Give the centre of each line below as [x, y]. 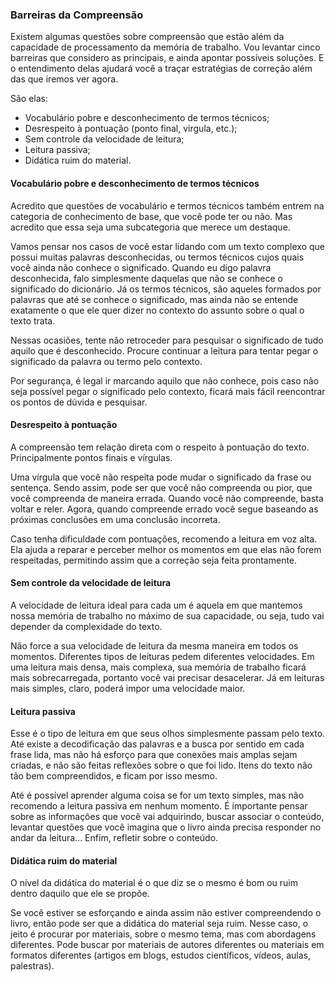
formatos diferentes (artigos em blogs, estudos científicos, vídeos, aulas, [161, 955]
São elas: [29, 99]
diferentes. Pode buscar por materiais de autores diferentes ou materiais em [167, 945]
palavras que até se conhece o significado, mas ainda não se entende [154, 299]
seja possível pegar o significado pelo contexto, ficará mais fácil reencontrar [168, 391]
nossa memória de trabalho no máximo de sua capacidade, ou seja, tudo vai [167, 615]
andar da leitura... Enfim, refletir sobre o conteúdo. [114, 838]
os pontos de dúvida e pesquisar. [79, 402]
